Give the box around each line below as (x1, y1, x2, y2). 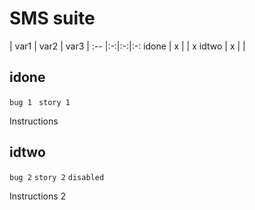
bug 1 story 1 (9, 97, 71, 107)
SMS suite (9, 7, 96, 30)
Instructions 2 (9, 190, 67, 202)
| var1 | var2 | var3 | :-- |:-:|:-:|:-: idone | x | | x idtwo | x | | (9, 40, 246, 52)
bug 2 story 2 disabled (9, 172, 105, 182)
